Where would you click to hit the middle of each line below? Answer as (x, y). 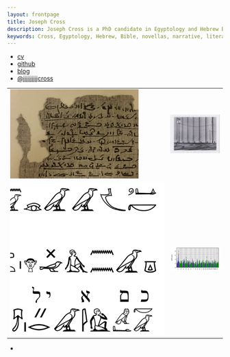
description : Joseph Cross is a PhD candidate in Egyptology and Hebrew (113, 29)
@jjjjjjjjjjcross (35, 78)
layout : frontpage (33, 14)
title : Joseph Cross (37, 22)
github (26, 64)
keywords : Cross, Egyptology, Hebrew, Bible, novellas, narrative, (105, 36)
